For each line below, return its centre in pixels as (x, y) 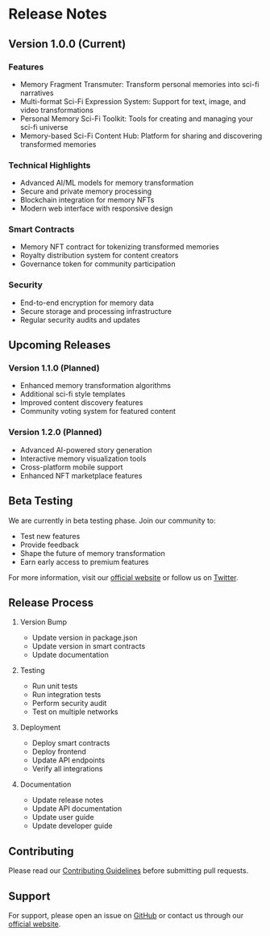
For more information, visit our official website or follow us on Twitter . (123, 577)
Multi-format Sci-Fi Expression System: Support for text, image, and (133, 101)
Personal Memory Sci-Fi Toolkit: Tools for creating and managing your (137, 119)
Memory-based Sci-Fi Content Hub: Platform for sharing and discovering (141, 136)
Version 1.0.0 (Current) (67, 44)
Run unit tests (55, 686)
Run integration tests (66, 695)
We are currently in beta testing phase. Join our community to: (112, 520)
